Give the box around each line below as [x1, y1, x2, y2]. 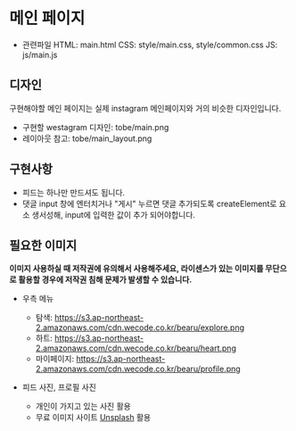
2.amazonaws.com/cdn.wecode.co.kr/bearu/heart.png [35, 343, 236, 353]
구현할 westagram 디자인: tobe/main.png [21, 121, 169, 132]
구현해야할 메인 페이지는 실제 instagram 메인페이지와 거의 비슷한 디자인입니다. [9, 103, 282, 113]
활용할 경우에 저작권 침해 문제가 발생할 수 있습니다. [18, 274, 193, 286]
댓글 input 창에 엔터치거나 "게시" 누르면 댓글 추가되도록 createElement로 [21, 198, 277, 209]
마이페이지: [35, 353, 75, 364]
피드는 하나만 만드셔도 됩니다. [21, 186, 126, 197]
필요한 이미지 [9, 237, 78, 253]
